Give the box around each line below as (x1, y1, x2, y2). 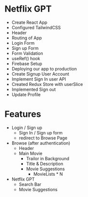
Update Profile (11, 91, 41, 98)
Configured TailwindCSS (11, 24, 61, 30)
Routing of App (11, 35, 42, 41)
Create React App (11, 19, 48, 25)
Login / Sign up (11, 125, 42, 131)
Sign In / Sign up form (18, 130, 63, 135)
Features (4, 109, 41, 120)
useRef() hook (11, 55, 40, 61)
